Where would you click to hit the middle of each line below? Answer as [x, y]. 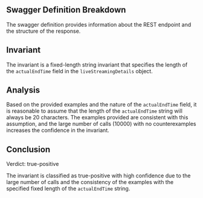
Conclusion [28, 149]
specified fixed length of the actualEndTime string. [68, 189]
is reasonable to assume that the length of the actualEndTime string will [95, 111]
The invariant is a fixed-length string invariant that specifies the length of [97, 64]
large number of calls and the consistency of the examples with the [90, 182]
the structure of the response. [43, 31]
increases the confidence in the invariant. [58, 130]
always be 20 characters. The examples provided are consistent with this [97, 117]
